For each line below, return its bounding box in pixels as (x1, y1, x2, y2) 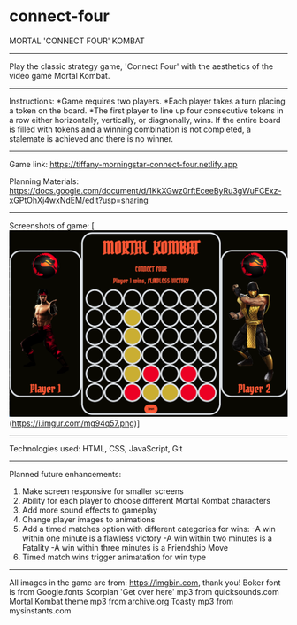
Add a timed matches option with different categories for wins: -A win (21, 524, 276, 535)
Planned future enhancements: (9, 469, 122, 480)
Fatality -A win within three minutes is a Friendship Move (21, 543, 229, 553)
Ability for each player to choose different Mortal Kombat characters (21, 496, 271, 506)
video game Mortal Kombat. (9, 70, 110, 81)
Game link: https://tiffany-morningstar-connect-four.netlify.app (9, 158, 238, 169)
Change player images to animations (21, 514, 156, 525)
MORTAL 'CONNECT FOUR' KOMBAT (9, 35, 146, 46)
